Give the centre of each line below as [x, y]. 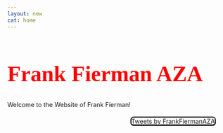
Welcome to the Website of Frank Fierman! [69, 105]
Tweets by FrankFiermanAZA [173, 121]
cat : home [22, 20]
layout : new [25, 14]
